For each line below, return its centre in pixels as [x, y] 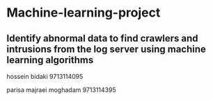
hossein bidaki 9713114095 [45, 76]
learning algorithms [50, 60]
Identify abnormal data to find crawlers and [103, 38]
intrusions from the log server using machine [106, 49]
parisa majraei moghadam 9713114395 [61, 90]
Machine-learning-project [84, 13]
